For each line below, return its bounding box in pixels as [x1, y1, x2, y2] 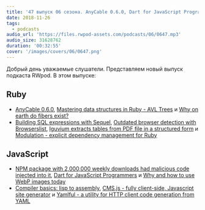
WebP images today [15, 178, 66, 186]
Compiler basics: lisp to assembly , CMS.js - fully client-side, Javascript [15, 184, 194, 192]
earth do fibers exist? [15, 112, 69, 119]
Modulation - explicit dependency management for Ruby [15, 131, 157, 139]
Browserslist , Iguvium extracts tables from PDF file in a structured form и [15, 125, 198, 132]
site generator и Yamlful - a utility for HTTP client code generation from [15, 191, 195, 198]
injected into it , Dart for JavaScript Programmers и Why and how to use [15, 172, 195, 179]
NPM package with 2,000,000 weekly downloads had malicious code [15, 165, 190, 172]
